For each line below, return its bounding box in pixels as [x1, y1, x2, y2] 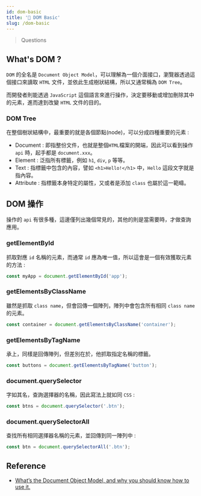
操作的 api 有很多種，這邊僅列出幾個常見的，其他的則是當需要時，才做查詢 [6, 216, 191, 224]
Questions [20, 37, 47, 44]
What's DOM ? [6, 54, 62, 64]
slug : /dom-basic [6, 20, 50, 26]
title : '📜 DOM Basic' [6, 14, 61, 21]
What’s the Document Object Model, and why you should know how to [14, 477, 190, 484]
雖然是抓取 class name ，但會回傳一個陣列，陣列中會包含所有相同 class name [6, 301, 196, 309]
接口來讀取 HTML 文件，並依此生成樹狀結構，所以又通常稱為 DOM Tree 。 [11, 79, 185, 86]
